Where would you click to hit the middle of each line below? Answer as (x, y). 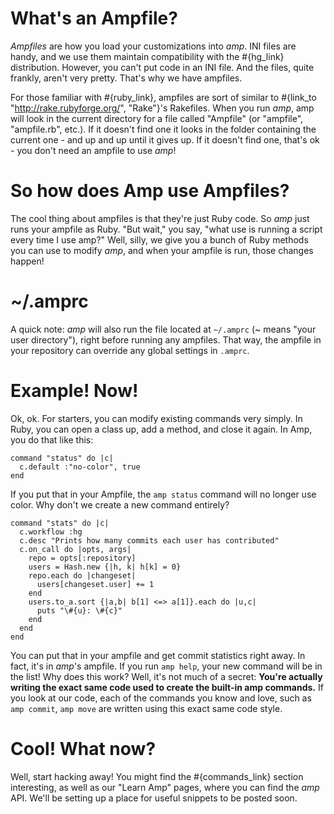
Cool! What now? (83, 748)
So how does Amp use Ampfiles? (150, 191)
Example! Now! (74, 391)
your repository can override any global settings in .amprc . (130, 350)
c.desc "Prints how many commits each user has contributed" (149, 540)
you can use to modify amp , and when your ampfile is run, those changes (162, 250)
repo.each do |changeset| (82, 575)
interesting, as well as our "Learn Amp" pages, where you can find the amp (165, 787)
